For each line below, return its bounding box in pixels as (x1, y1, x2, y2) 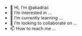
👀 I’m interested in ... (9, 10, 52, 16)
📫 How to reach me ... (9, 26, 56, 31)
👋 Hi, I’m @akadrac (9, 5, 49, 10)
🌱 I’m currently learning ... (9, 15, 63, 20)
